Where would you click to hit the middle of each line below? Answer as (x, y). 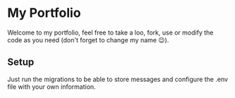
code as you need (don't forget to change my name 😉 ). (88, 39)
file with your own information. (52, 87)
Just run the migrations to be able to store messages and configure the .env (117, 79)
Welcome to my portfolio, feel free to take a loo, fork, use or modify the (110, 32)
